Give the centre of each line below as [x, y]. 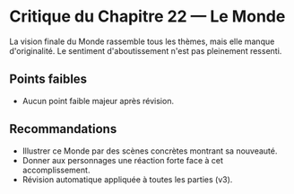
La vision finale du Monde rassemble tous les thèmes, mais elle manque [142, 41]
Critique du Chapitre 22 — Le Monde [147, 17]
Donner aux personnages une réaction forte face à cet [123, 160]
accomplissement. [56, 170]
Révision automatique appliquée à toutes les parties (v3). [127, 179]
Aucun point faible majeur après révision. [98, 101]
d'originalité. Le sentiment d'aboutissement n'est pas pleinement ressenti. [146, 50]
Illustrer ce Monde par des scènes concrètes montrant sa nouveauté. [150, 151]
